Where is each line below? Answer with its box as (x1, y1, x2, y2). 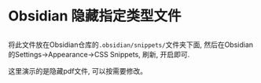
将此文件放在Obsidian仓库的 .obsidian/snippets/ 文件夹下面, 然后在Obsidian (8, 40, 254, 49)
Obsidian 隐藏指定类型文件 (8, 7, 182, 25)
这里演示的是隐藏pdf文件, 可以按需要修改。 (8, 66, 148, 75)
